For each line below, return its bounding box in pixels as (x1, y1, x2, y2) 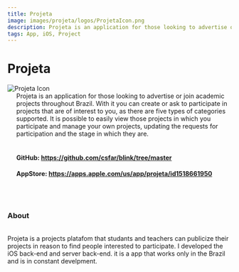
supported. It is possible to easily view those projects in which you (16, 114, 211, 123)
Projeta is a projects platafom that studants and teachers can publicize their (7, 234, 229, 243)
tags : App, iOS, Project (7, 30, 81, 38)
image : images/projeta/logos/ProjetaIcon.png (7, 17, 144, 24)
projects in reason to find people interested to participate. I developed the (7, 242, 223, 251)
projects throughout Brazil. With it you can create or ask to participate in (16, 99, 228, 108)
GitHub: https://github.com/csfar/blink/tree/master (16, 153, 172, 162)
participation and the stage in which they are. (16, 129, 149, 138)
